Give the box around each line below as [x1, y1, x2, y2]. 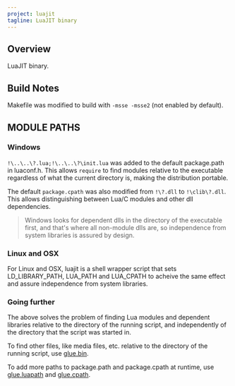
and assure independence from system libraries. [7, 279, 148, 288]
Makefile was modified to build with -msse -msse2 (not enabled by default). [7, 101, 224, 109]
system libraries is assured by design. [24, 231, 135, 239]
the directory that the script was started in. [7, 328, 132, 337]
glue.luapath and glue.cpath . [7, 370, 90, 379]
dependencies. [7, 202, 51, 210]
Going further [7, 297, 55, 307]
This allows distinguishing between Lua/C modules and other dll [7, 195, 193, 203]
